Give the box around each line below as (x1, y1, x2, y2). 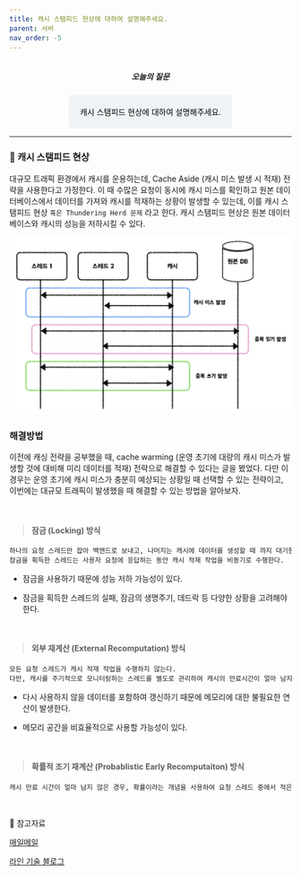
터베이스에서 (9, 196, 54, 206)
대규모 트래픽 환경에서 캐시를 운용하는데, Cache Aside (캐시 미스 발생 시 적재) (9, 173, 282, 184)
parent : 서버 (9, 23, 55, 33)
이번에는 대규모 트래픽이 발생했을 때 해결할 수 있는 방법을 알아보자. (9, 485, 241, 495)
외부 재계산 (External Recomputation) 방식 (30, 643, 186, 654)
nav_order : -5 (9, 33, 63, 42)
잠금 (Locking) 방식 (30, 525, 101, 536)
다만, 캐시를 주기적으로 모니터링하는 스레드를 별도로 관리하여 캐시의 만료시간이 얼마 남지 (9, 674, 293, 683)
